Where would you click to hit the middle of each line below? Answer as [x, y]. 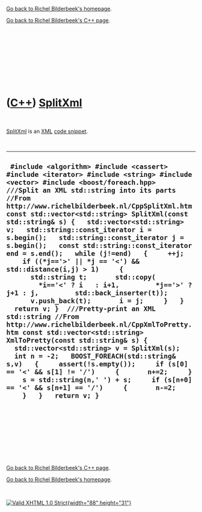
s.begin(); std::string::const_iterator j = [95, 238]
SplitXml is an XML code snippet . [47, 131]
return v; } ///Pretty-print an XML [85, 309]
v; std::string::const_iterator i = [79, 230]
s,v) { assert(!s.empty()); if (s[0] [97, 364]
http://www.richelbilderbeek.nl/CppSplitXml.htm [99, 206]
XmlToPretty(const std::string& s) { [77, 341]
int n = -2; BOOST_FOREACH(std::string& [95, 356]
